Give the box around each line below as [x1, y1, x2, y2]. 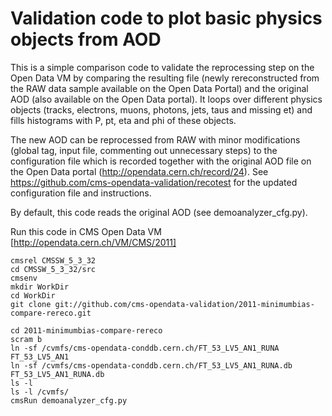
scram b [10, 334, 43, 344]
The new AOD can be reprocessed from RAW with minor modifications [10, 133, 301, 146]
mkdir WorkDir [10, 282, 70, 292]
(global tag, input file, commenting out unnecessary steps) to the [10, 144, 278, 156]
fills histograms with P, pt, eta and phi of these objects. [10, 114, 237, 126]
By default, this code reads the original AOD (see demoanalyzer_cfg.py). [10, 206, 308, 218]
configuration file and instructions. [10, 187, 152, 199]
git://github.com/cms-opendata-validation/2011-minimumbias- [54, 299, 315, 309]
